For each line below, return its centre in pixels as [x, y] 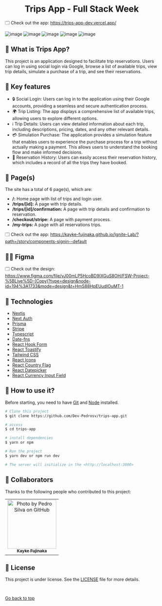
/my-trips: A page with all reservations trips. [57, 225]
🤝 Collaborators [29, 480]
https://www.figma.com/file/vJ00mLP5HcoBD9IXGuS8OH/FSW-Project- [77, 276]
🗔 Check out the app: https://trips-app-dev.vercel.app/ [61, 22]
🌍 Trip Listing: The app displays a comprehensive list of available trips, [83, 111]
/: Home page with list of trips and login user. [57, 199]
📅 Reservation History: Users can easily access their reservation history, [84, 157]
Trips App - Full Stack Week [82, 9]
